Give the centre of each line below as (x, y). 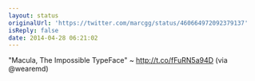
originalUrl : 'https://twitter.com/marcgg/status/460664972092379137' (128, 23)
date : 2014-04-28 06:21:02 (53, 38)
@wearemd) (29, 69)
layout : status (34, 15)
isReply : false (34, 30)
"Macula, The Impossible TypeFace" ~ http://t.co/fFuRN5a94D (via (118, 60)
